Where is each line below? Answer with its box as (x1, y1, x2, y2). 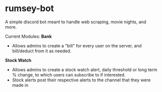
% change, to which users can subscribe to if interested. (12, 72, 126, 77)
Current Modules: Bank (5, 33, 52, 39)
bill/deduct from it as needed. (12, 48, 72, 54)
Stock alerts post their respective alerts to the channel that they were (12, 77, 151, 83)
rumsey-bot (5, 3, 54, 14)
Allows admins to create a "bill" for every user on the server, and (12, 43, 142, 48)
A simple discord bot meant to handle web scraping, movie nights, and (5, 19, 146, 25)
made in (12, 82, 29, 88)
